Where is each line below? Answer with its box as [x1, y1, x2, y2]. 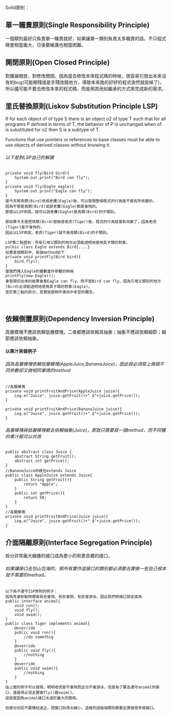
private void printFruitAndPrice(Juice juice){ [5, 514, 109, 519]
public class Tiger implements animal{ [5, 621, 90, 627]
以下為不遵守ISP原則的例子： [5, 589, 58, 594]
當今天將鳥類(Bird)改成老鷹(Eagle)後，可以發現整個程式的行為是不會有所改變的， [5, 198, 157, 204]
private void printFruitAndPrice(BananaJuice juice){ [5, 407, 122, 412]
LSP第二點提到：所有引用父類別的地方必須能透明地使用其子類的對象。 [5, 240, 130, 245]
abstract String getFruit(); [14, 454, 77, 459]
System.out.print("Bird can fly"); [14, 175, 90, 180]
